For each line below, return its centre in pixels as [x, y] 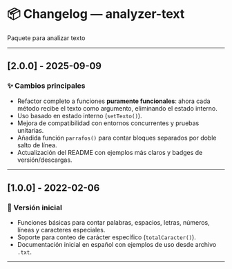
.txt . [25, 252]
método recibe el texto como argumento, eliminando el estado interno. [117, 108]
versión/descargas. [45, 160]
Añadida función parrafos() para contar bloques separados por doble [117, 138]
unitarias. [30, 130]
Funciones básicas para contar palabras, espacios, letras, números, [113, 223]
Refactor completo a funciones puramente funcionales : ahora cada [114, 101]
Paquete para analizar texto [46, 38]
